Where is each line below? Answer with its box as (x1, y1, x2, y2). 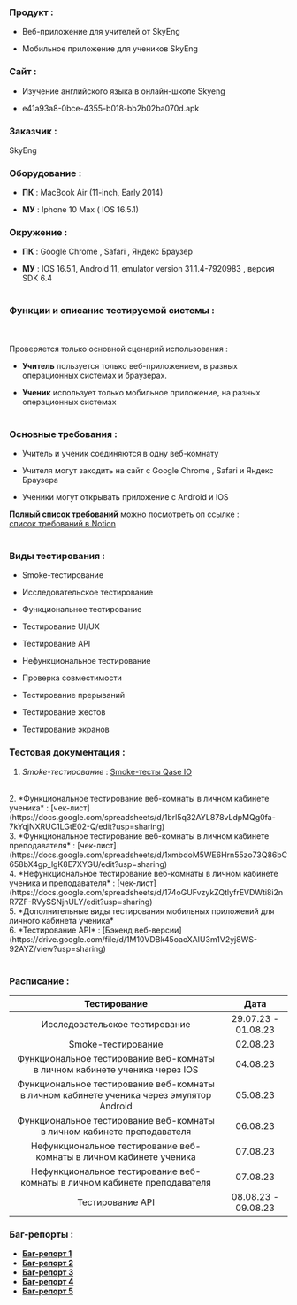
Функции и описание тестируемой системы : (9, 304, 215, 317)
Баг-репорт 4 (21, 1277, 74, 1287)
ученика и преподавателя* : (9, 878, 116, 888)
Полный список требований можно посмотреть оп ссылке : (9, 509, 240, 519)
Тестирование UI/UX (21, 621, 100, 632)
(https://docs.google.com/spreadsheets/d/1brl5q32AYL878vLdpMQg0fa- (9, 811, 276, 822)
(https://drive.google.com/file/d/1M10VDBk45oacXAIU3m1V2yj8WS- (9, 933, 258, 944)
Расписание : (9, 975, 70, 987)
